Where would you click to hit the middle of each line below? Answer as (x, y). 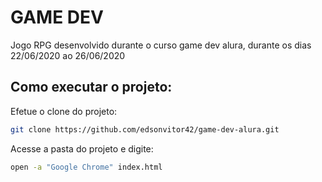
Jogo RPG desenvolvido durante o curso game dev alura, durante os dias (161, 45)
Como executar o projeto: (91, 87)
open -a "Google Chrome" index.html (86, 167)
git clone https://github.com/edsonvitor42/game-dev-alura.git (145, 129)
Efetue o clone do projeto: (64, 111)
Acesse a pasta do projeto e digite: (82, 148)
